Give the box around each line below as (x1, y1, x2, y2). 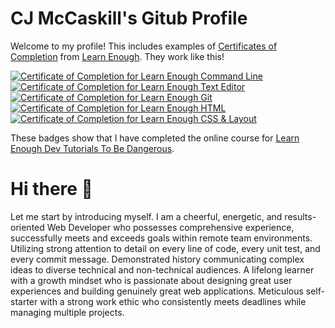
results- (284, 210, 317, 222)
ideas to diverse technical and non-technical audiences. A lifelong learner (10, 263, 315, 276)
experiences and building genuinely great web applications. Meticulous (10, 285, 304, 297)
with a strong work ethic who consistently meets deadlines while (39, 295, 307, 307)
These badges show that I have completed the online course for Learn (10, 132, 300, 144)
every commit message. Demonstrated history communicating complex (10, 253, 305, 265)
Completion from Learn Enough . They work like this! (10, 50, 225, 62)
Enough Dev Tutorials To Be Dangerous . (10, 142, 175, 154)
